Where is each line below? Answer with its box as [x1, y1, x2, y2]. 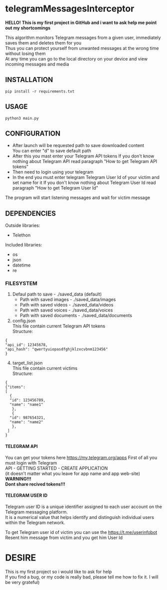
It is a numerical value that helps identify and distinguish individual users [5, 514, 155, 520]
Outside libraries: [5, 222, 40, 228]
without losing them [5, 50, 46, 56]
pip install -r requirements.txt [5, 88, 75, 94]
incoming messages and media [5, 61, 69, 67]
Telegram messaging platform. [5, 508, 68, 515]
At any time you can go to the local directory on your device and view [5, 55, 148, 61]
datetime [12, 262, 31, 268]
